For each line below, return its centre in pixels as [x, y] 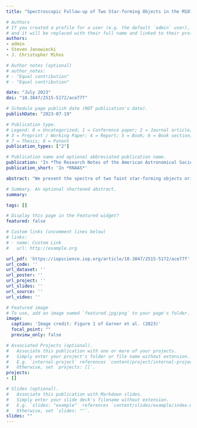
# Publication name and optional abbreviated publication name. [86, 157]
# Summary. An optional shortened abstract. [61, 189]
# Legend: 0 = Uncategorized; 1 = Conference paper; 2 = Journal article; [99, 130]
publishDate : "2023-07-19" [39, 114]
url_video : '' [23, 297]
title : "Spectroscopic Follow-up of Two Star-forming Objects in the [93, 11]
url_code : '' [22, 264]
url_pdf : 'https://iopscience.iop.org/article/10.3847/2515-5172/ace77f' [98, 259]
